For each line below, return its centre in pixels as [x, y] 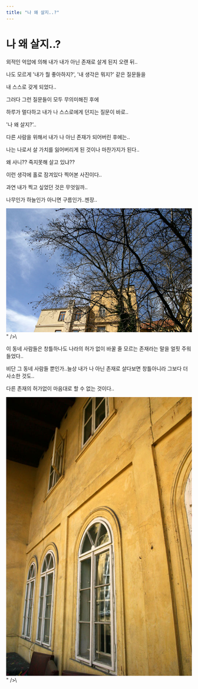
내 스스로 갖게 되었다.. [31, 87]
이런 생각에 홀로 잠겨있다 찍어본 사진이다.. [54, 175]
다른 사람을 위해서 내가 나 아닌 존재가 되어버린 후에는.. [68, 137]
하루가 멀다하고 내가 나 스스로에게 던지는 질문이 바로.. [67, 111]
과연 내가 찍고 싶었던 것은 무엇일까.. [47, 187]
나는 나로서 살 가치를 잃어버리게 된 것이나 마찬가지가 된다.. [73, 149]
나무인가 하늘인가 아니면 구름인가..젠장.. [52, 199]
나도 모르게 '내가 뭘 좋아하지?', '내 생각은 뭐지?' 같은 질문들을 [76, 74]
